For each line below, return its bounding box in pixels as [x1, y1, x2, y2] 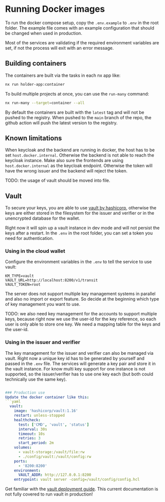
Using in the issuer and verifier [5, 339, 80, 346]
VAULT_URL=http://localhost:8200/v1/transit [5, 278, 98, 283]
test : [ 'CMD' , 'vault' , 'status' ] [18, 422, 90, 427]
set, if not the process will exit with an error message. [5, 45, 114, 51]
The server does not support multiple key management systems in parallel [5, 291, 156, 297]
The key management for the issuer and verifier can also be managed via [5, 350, 154, 356]
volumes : [14, 445, 32, 450]
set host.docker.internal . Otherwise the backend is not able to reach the [5, 152, 154, 158]
